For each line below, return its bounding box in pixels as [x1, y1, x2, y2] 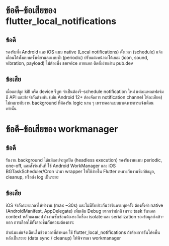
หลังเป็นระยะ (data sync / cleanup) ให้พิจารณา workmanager [6, 235, 121, 241]
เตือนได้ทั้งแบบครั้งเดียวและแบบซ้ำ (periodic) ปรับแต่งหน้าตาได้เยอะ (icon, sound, [6, 55, 149, 60]
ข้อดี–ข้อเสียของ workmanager [6, 123, 118, 135]
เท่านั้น [6, 105, 17, 111]
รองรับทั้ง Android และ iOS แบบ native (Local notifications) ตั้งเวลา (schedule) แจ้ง [6, 49, 163, 55]
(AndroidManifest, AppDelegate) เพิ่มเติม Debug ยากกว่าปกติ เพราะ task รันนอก [6, 208, 156, 214]
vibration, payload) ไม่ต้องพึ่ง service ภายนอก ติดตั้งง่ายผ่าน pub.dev [6, 60, 134, 66]
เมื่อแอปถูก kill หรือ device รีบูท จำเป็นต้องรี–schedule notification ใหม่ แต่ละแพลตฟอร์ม [6, 88, 164, 95]
